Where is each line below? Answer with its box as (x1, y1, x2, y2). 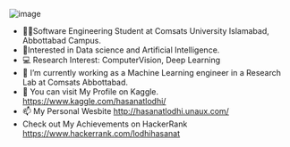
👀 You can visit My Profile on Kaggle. (21, 86, 159, 97)
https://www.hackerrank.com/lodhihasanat (21, 128, 181, 138)
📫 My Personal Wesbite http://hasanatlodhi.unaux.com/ (21, 106, 230, 116)
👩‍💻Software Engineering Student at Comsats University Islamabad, (21, 26, 270, 36)
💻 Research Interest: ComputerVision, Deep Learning (21, 54, 221, 65)
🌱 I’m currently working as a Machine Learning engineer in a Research (21, 68, 282, 78)
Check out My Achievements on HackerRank (21, 118, 188, 129)
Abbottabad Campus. (21, 36, 101, 45)
